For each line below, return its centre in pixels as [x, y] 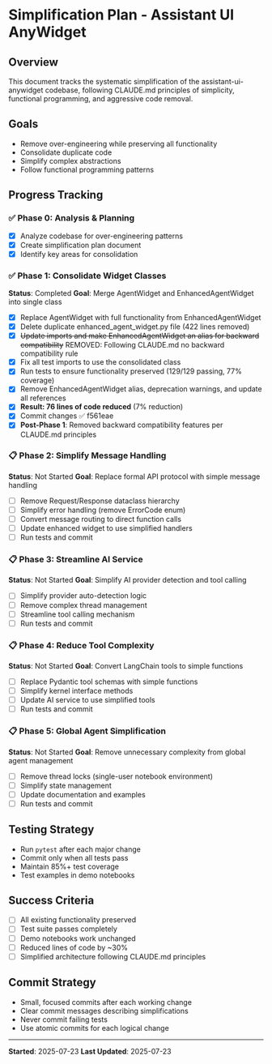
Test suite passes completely [68, 929]
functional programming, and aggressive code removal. [101, 98]
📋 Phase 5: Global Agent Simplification [87, 731]
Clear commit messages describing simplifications [104, 1011]
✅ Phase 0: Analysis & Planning [72, 218]
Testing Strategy [51, 829]
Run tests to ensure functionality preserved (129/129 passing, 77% [131, 371]
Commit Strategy [52, 983]
